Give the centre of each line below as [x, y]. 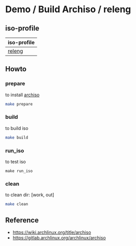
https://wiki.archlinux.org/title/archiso [52, 232]
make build [17, 138]
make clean [17, 204]
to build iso [17, 128]
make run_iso [19, 171]
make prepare [19, 104]
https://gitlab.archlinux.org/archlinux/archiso [59, 238]
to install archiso [22, 95]
